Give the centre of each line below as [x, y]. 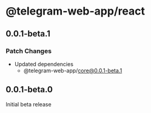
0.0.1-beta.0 [29, 90]
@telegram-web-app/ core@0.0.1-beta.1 [73, 70]
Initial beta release [29, 104]
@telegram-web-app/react [75, 11]
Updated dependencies [44, 64]
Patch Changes [29, 51]
